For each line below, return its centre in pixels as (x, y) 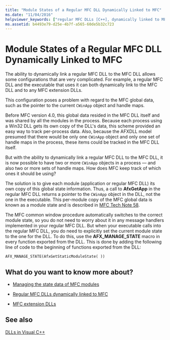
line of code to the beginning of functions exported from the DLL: (73, 247)
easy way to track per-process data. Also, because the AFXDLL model (78, 131)
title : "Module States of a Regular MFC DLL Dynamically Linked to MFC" (83, 10)
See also (19, 320)
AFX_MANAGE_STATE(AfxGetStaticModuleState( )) (55, 257)
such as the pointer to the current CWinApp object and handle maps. (75, 106)
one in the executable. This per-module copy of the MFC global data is (79, 200)
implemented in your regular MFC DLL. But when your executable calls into (83, 226)
